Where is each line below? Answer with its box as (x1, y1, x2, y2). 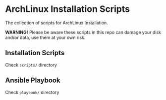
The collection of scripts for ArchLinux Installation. (5, 20, 108, 26)
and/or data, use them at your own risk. (5, 34, 86, 40)
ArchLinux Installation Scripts (5, 3, 130, 15)
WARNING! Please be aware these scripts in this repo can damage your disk (5, 29, 161, 35)
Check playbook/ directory (5, 89, 59, 95)
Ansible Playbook (5, 76, 60, 85)
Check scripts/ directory (5, 62, 57, 67)
